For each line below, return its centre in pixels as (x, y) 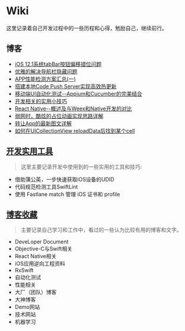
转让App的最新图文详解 (43, 123)
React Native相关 (36, 256)
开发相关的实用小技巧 (41, 101)
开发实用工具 (30, 152)
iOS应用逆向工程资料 (40, 264)
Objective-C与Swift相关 (44, 249)
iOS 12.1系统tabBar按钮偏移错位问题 (58, 64)
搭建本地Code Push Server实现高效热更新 (66, 86)
